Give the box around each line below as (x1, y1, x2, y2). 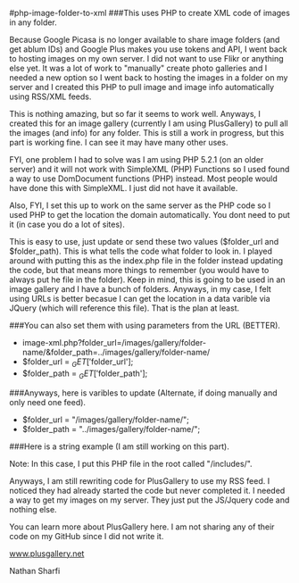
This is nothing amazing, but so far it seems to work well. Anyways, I (9, 109, 262, 119)
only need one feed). (9, 396, 87, 407)
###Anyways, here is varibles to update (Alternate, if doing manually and (9, 387, 278, 398)
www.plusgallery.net (9, 548, 85, 559)
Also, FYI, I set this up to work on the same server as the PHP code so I (9, 200, 271, 211)
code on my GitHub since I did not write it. (9, 530, 164, 541)
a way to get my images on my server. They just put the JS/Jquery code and (9, 495, 290, 505)
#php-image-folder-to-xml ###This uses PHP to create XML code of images (9, 8, 290, 18)
